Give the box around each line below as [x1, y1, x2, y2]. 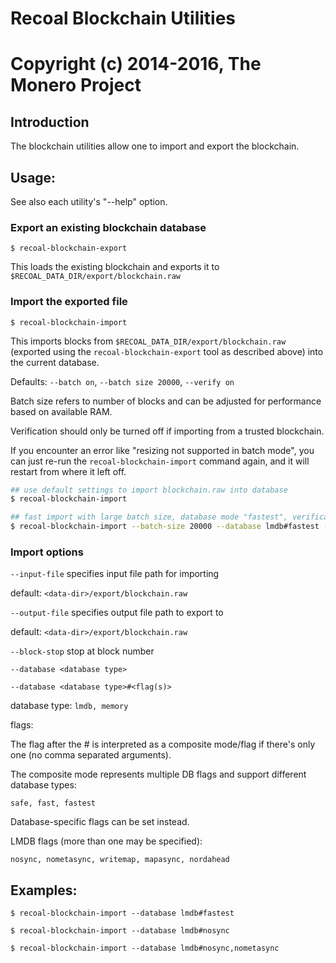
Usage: [10, 169, 57, 186]
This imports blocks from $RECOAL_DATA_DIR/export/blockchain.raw [10, 335, 287, 347]
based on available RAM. [10, 405, 113, 417]
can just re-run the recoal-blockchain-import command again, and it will [10, 455, 310, 467]
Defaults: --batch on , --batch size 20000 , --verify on [10, 375, 235, 387]
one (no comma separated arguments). [10, 749, 172, 761]
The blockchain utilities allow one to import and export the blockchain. [10, 140, 300, 152]
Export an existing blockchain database [10, 220, 207, 234]
